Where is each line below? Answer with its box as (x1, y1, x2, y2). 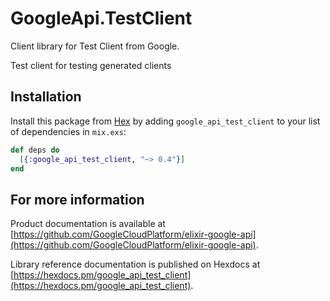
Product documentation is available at (10, 218, 166, 230)
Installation (10, 88, 82, 106)
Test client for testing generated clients (10, 59, 172, 71)
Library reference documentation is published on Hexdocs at (10, 258, 261, 271)
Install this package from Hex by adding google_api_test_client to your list (10, 115, 321, 127)
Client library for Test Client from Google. (10, 40, 180, 52)
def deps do (10, 145, 60, 155)
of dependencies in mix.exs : (10, 125, 127, 137)
